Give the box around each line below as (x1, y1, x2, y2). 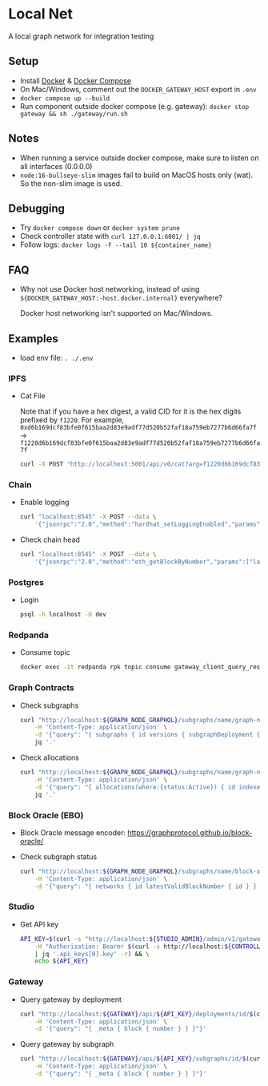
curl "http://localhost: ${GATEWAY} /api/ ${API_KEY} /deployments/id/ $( (19, 1010, 258, 1018)
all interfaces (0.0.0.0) (19, 161, 93, 171)
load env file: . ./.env (19, 353, 94, 362)
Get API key (19, 919, 59, 929)
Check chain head (19, 535, 80, 545)
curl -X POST (19, 460, 64, 469)
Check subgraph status (19, 851, 98, 862)
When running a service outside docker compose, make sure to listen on (19, 153, 259, 163)
